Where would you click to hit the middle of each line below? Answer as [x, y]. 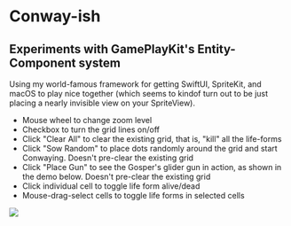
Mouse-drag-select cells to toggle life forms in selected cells [134, 195]
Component [43, 62]
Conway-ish [55, 16]
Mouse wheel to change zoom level [87, 120]
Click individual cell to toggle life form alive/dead [111, 186]
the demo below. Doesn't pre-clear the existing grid [116, 176]
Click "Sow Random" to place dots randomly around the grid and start [149, 148]
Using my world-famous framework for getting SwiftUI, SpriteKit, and [135, 84]
